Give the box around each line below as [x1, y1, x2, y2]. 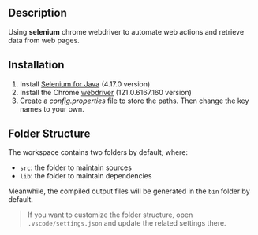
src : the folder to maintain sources [19, 163, 133, 172]
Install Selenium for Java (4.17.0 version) [19, 79, 151, 89]
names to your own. [19, 104, 84, 113]
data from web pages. [8, 35, 80, 45]
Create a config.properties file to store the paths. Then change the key [19, 96, 249, 105]
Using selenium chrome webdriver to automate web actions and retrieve [8, 27, 245, 36]
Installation [8, 58, 65, 72]
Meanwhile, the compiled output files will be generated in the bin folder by [8, 186, 250, 196]
